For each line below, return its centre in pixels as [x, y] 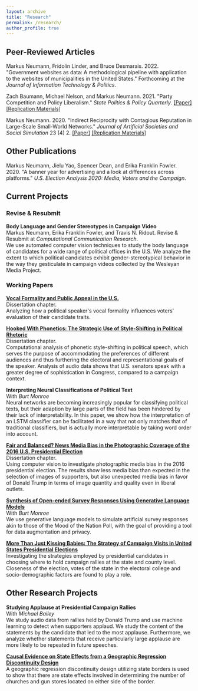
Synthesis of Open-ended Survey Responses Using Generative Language [98, 500]
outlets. [15, 489]
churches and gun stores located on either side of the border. [81, 681]
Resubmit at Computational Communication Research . [72, 239]
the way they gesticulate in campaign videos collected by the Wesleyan [93, 264]
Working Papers [30, 285]
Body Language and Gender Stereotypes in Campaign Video [82, 226]
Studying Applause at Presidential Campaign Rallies [71, 607]
